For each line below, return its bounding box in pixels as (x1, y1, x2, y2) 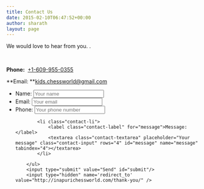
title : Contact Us (6, 9, 53, 15)
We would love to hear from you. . (6, 43, 91, 50)
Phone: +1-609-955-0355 (6, 66, 74, 74)
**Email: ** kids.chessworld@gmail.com (6, 78, 108, 85)
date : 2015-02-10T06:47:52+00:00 (6, 15, 91, 21)
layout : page (6, 26, 40, 32)
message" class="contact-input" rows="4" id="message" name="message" (15, 140, 199, 146)
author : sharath (6, 20, 47, 26)
